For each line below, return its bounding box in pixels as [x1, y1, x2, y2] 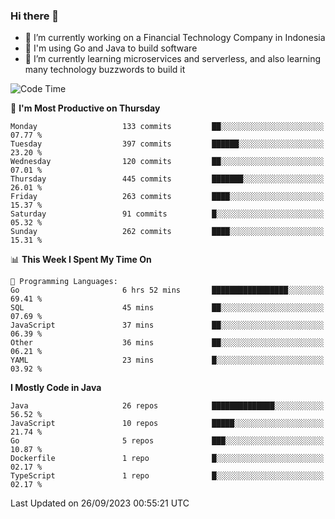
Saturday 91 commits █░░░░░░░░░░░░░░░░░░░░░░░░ [10, 209, 325, 219]
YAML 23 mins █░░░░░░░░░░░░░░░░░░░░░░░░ [10, 355, 325, 366]
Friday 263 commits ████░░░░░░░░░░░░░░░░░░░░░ [10, 192, 325, 202]
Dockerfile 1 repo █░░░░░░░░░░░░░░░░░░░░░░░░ [10, 454, 325, 464]
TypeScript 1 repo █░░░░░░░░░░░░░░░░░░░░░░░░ [10, 471, 325, 481]
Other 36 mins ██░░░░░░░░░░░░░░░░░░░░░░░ [10, 338, 325, 348]
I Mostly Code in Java [10, 382, 102, 394]
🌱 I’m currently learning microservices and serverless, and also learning [24, 53, 322, 65]
